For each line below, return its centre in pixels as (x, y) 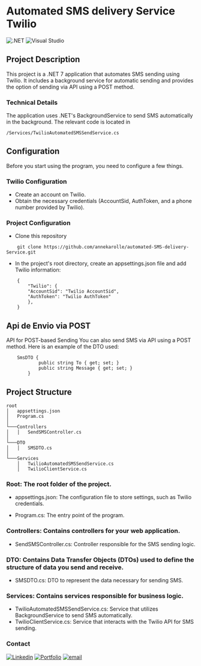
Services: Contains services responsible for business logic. (95, 596)
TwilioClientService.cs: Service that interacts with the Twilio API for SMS (104, 622)
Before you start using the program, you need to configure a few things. (95, 166)
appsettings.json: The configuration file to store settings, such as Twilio (103, 497)
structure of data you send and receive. (65, 567)
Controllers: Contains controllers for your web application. (93, 531)
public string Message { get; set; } (85, 369)
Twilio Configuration (37, 181)
